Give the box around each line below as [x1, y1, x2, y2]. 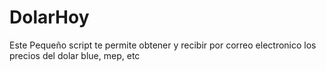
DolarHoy [9, 6, 90, 29]
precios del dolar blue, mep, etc [9, 49, 141, 61]
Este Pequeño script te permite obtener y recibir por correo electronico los [9, 39, 317, 51]
